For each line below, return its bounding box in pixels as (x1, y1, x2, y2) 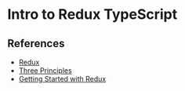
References (7, 37, 65, 50)
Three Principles (18, 66, 72, 75)
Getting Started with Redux (18, 75, 107, 83)
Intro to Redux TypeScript (7, 5, 178, 24)
